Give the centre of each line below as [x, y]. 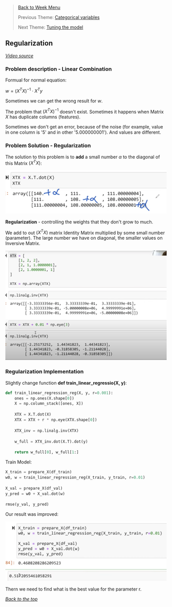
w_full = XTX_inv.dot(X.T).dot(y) [51, 442]
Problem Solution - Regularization [48, 145]
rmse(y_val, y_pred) [27, 505]
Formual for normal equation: [36, 80]
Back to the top [21, 599]
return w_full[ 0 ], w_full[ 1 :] [47, 452]
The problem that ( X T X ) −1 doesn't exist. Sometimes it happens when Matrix [84, 111]
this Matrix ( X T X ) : [24, 162]
